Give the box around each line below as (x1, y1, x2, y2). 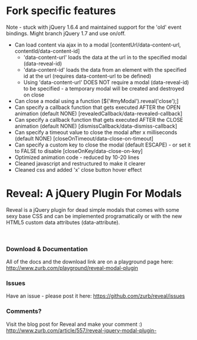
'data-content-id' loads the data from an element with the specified (23, 66, 187, 73)
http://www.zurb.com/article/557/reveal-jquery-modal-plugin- (6, 326, 157, 334)
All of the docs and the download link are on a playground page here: (6, 258, 173, 265)
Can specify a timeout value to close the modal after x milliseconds (14, 128, 178, 136)
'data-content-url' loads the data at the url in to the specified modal (23, 54, 187, 61)
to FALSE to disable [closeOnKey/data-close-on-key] (14, 147, 143, 154)
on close (23, 91, 45, 98)
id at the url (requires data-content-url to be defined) (23, 72, 152, 79)
